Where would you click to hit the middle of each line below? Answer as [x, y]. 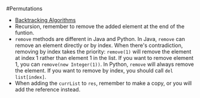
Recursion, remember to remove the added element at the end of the [99, 26]
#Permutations [25, 9]
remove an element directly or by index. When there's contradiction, [99, 45]
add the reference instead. [48, 89]
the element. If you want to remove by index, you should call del [94, 70]
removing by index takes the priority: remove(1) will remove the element [103, 52]
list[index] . [31, 77]
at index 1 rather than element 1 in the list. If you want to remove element [104, 58]
